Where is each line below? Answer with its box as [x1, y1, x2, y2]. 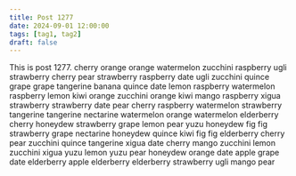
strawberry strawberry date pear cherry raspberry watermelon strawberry [9, 100, 283, 111]
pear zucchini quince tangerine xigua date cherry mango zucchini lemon [9, 138, 276, 148]
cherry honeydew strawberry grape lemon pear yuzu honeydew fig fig [9, 119, 268, 130]
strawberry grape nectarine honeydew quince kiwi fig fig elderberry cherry [9, 128, 285, 139]
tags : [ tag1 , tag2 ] [9, 29, 82, 38]
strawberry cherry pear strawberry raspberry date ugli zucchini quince [9, 72, 270, 83]
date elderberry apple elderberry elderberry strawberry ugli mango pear [9, 156, 275, 167]
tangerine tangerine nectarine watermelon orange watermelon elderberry [9, 109, 279, 120]
